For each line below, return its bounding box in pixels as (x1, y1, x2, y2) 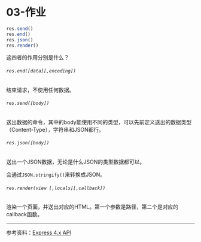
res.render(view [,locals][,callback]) (6, 185, 106, 191)
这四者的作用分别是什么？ (6, 54, 69, 61)
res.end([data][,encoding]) (6, 68, 77, 74)
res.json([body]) (6, 140, 50, 146)
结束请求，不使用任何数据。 (6, 86, 75, 93)
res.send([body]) (6, 100, 50, 107)
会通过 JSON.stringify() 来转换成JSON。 (6, 171, 106, 179)
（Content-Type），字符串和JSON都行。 (6, 126, 105, 133)
